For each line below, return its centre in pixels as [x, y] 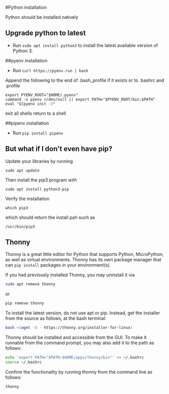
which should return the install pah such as [50, 217]
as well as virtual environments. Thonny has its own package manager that [83, 260]
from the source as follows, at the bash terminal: [56, 318]
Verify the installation [27, 199]
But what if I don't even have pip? [59, 149]
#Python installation [26, 7]
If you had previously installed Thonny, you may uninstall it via [70, 275]
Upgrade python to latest [46, 33]
